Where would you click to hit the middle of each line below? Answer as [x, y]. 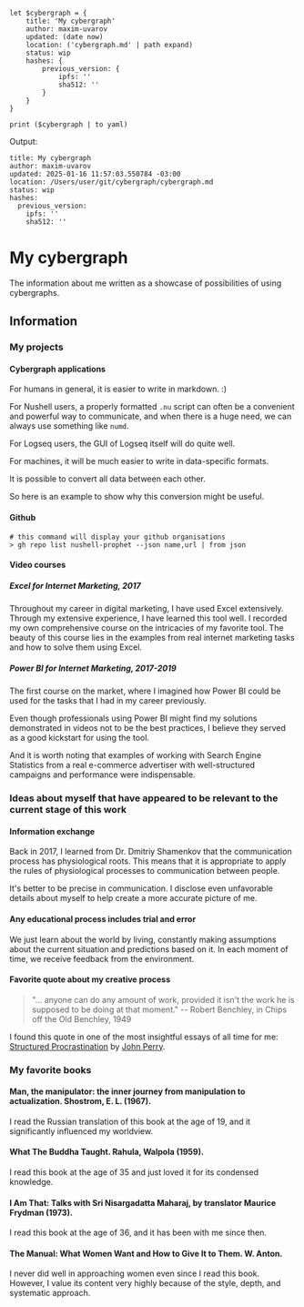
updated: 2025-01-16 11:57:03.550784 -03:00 [95, 174]
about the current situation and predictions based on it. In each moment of [149, 949]
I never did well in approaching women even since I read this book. [135, 1273]
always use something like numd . [69, 426]
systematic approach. [50, 1293]
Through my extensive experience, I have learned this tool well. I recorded [148, 618]
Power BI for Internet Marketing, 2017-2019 [93, 668]
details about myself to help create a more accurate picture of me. [133, 898]
